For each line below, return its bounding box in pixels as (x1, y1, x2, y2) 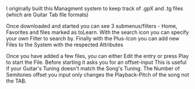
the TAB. (6, 77, 27, 84)
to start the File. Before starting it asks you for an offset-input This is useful (6, 59, 187, 66)
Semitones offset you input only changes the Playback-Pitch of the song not (6, 71, 190, 78)
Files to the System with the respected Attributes (6, 41, 124, 48)
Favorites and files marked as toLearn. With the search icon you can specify (6, 29, 189, 36)
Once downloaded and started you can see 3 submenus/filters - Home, (6, 23, 177, 29)
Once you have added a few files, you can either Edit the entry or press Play (6, 53, 189, 59)
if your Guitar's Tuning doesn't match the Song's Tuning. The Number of (6, 65, 180, 72)
